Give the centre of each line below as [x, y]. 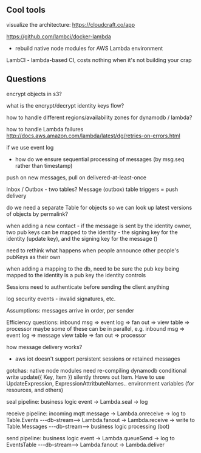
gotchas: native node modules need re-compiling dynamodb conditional [97, 370]
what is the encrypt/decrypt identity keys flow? [65, 105]
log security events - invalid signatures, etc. [61, 299]
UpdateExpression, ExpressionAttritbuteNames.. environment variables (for [100, 383]
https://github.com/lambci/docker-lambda [59, 36]
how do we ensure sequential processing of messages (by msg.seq [100, 159]
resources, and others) [35, 390]
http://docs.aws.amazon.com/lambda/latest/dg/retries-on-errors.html [93, 136]
